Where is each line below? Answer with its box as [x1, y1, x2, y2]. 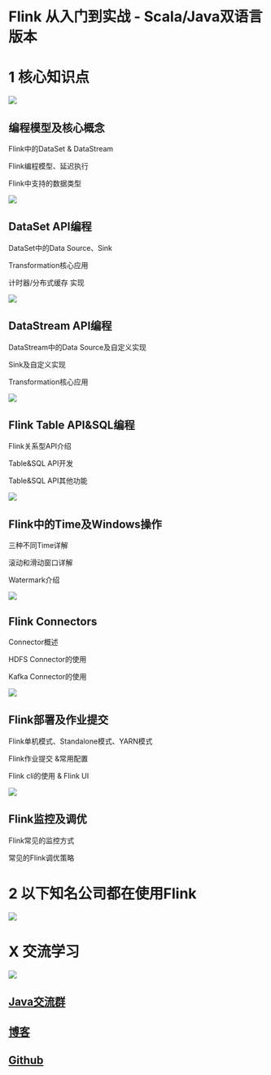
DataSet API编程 [8, 220, 92, 234]
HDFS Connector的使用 [8, 655, 87, 664]
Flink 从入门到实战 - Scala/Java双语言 [8, 7, 263, 26]
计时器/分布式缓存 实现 [8, 278, 85, 287]
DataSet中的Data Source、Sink [8, 243, 112, 252]
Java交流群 [8, 994, 66, 1008]
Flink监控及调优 [8, 812, 87, 827]
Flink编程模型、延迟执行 [8, 160, 90, 171]
